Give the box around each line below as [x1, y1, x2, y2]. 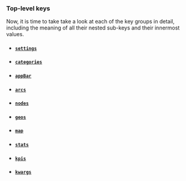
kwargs [14, 170, 32, 176]
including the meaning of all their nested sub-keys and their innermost [6, 24, 180, 31]
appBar [14, 73, 32, 79]
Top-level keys [6, 4, 50, 13]
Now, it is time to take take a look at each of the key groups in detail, [6, 18, 175, 25]
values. [6, 31, 24, 38]
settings [14, 45, 37, 52]
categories [14, 59, 43, 66]
